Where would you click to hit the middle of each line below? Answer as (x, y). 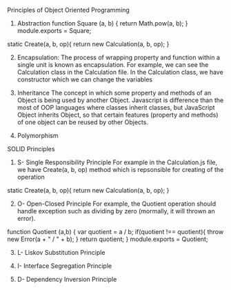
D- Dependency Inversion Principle (67, 279)
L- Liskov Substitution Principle (61, 252)
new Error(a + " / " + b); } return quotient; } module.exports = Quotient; (108, 239)
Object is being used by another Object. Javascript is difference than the (120, 100)
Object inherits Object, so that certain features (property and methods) (118, 115)
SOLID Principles (31, 149)
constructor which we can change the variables (85, 79)
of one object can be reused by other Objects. (82, 122)
